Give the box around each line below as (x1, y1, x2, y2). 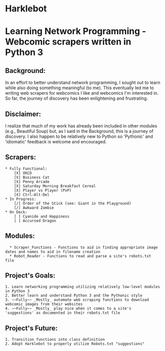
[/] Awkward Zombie (14, 205, 54, 210)
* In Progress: (5, 196, 37, 201)
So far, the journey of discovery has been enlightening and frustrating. (5, 95, 148, 102)
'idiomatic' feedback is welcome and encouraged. (5, 139, 107, 144)
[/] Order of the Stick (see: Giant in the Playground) (14, 201, 132, 206)
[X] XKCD (14, 171, 32, 175)
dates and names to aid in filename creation (5, 249, 100, 254)
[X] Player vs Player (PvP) (14, 188, 72, 193)
